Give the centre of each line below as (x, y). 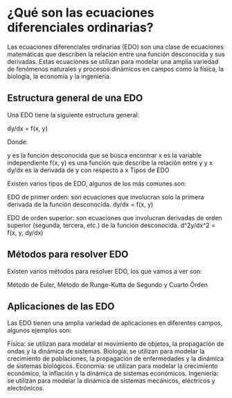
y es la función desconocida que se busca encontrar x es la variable (105, 155)
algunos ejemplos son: (39, 331)
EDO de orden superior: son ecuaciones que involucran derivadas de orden (115, 217)
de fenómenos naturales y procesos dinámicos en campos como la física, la (115, 69)
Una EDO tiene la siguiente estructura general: (73, 115)
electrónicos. (26, 388)
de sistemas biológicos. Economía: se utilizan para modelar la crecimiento (113, 366)
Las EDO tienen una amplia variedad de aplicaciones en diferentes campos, (115, 323)
